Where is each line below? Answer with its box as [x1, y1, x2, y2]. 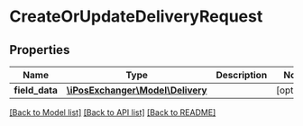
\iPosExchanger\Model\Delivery [66, 84, 207, 96]
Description [216, 69, 268, 81]
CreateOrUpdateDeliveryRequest [9, 6, 263, 27]
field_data [14, 84, 59, 96]
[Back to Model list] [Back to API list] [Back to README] [9, 107, 216, 118]
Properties [9, 42, 70, 58]
